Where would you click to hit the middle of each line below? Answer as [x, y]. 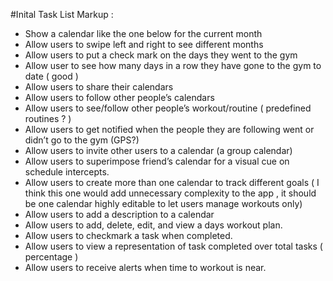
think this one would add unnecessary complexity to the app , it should [170, 193]
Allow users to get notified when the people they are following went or [169, 129]
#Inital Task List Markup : [62, 14]
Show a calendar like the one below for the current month [143, 33]
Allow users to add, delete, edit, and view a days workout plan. [153, 225]
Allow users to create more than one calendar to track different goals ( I [172, 182]
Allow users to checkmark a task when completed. [128, 235]
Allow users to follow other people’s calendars [119, 97]
